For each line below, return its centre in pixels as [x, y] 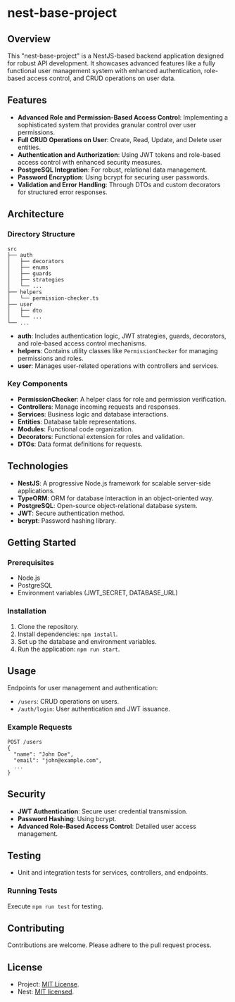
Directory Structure [41, 234]
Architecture [36, 214]
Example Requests [40, 728]
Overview [29, 39]
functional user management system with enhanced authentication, [105, 71]
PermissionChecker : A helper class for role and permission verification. [122, 399]
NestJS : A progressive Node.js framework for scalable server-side [114, 483]
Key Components [38, 383]
